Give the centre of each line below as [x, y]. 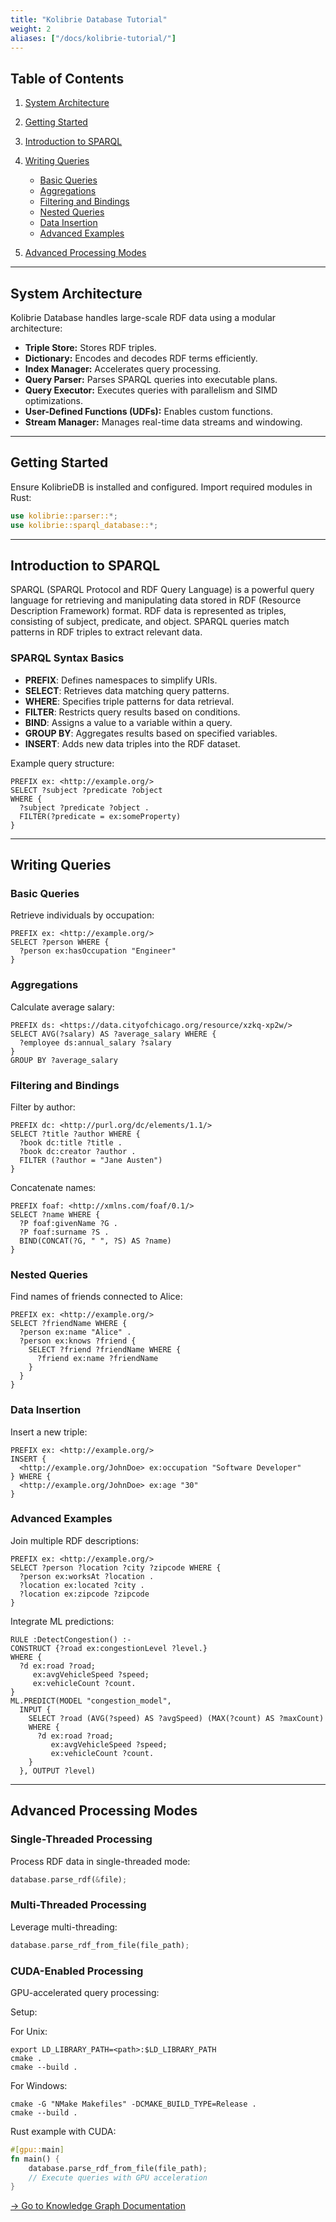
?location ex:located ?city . [82, 1585]
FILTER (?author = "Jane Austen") [91, 1160]
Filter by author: [43, 1107]
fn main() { [35, 2159]
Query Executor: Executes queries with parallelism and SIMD [151, 390]
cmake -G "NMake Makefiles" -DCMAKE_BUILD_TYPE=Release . [133, 2104]
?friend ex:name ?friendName [97, 1359]
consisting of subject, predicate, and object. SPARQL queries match [150, 622]
